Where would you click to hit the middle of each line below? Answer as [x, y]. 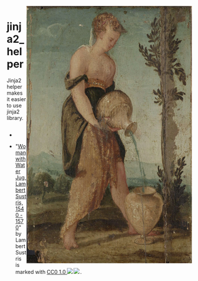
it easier [16, 99]
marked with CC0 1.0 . [48, 272]
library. [15, 118]
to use [14, 105]
